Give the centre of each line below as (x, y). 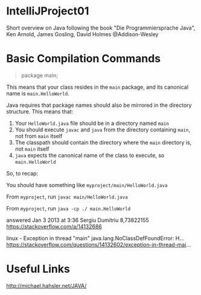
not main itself (32, 148)
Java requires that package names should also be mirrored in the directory (99, 105)
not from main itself (39, 136)
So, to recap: (22, 173)
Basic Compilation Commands (84, 59)
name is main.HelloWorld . (38, 93)
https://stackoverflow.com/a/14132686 (54, 226)
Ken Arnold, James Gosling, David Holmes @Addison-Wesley (82, 34)
